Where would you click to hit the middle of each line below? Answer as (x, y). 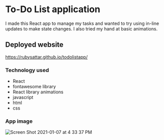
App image (19, 121)
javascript (23, 97)
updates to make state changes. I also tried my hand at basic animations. (81, 28)
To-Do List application (53, 9)
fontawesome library (34, 87)
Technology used (27, 70)
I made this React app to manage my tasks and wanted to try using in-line (82, 23)
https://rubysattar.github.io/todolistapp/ (46, 57)
